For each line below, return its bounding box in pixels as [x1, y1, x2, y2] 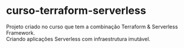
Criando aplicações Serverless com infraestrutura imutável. [6, 35, 150, 42]
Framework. [6, 29, 35, 36]
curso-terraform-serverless [6, 4, 146, 17]
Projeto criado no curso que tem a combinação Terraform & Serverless [6, 23, 178, 30]
